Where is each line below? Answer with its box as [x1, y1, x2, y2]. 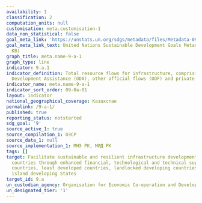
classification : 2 [6, 14, 52, 20]
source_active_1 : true [6, 126, 63, 132]
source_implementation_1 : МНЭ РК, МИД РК [6, 142, 112, 149]
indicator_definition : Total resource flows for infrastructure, [6, 70, 173, 76]
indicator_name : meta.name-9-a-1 [6, 82, 90, 88]
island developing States [11, 171, 77, 177]
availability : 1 [6, 8, 47, 15]
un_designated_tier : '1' [6, 187, 69, 193]
